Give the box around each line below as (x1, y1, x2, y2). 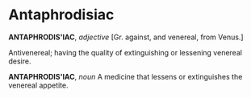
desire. (8, 56, 31, 66)
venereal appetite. (8, 80, 69, 90)
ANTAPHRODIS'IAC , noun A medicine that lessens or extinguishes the (8, 71, 243, 81)
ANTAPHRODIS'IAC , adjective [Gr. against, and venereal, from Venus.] (8, 32, 244, 42)
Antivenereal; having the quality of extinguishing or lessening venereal (8, 47, 242, 57)
